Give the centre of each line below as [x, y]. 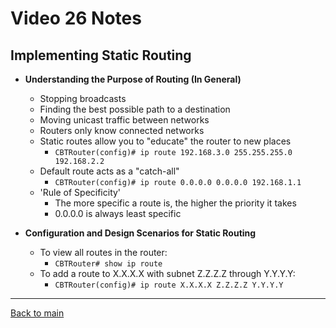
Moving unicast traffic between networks [124, 120]
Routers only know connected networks [122, 130]
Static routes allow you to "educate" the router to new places [165, 141]
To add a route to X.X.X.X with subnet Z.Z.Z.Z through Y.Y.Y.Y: [167, 273]
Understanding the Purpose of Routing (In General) [133, 79]
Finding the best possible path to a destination [135, 109]
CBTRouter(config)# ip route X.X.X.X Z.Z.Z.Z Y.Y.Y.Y [169, 285]
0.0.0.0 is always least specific [118, 213]
